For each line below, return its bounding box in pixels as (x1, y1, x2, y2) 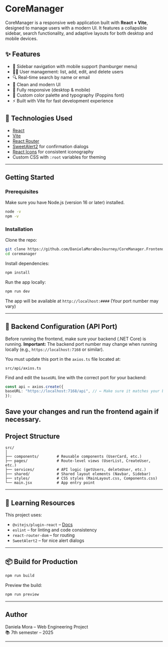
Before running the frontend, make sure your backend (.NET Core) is (5, 336, 146, 342)
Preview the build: (5, 582, 42, 588)
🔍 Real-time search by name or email (12, 74, 90, 80)
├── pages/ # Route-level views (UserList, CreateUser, (5, 458, 151, 463)
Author (5, 610, 27, 619)
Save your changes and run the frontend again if (5, 407, 159, 416)
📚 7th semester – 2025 (5, 629, 53, 635)
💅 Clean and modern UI (12, 81, 61, 88)
